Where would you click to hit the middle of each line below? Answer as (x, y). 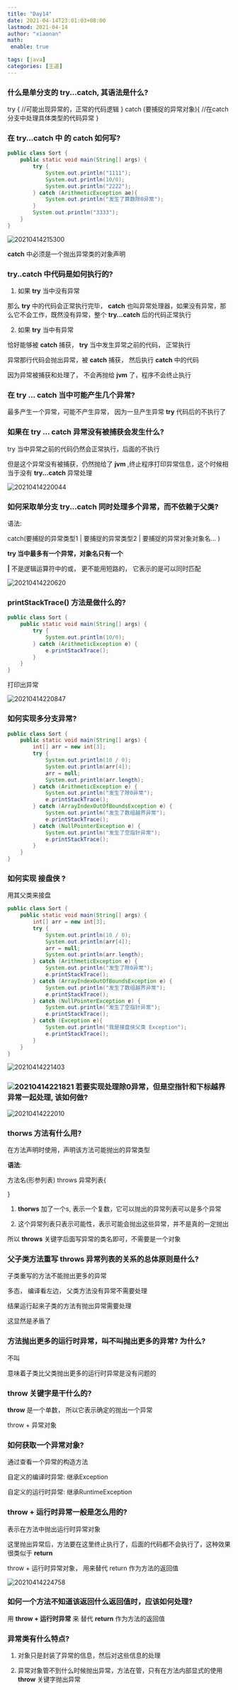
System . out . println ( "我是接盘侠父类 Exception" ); (116, 1028)
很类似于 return (30, 1552)
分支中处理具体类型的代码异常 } (53, 118)
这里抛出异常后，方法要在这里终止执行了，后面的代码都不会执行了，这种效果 (119, 1544)
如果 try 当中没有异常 (49, 291)
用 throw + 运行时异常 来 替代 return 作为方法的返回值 (86, 1618)
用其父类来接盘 (29, 895)
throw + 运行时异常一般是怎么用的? (67, 1512)
